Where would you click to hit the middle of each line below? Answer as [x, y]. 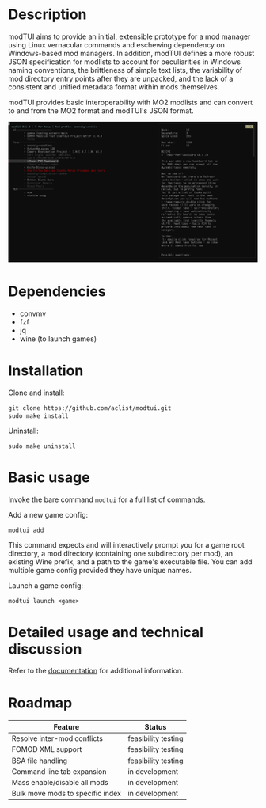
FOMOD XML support [47, 749]
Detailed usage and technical [106, 632]
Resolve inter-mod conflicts [57, 738]
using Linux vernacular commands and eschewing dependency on [117, 44]
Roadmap [40, 703]
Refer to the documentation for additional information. [96, 671]
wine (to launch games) [58, 339]
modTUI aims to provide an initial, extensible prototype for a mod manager [129, 36]
